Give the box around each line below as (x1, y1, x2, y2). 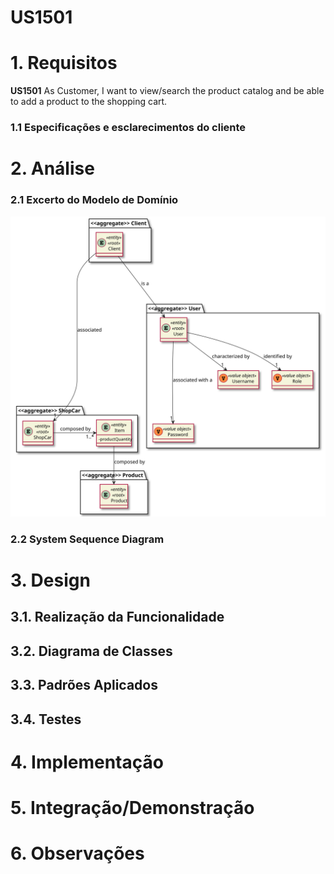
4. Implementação (10, 751, 164, 773)
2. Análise (10, 157, 95, 180)
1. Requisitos (10, 52, 118, 75)
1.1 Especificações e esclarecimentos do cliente (10, 121, 247, 135)
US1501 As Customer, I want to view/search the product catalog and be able (10, 85, 325, 97)
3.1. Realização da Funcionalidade (10, 609, 225, 626)
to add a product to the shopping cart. (10, 96, 168, 108)
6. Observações (10, 842, 145, 865)
